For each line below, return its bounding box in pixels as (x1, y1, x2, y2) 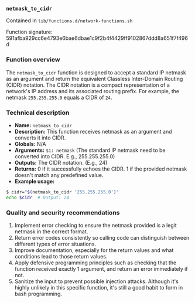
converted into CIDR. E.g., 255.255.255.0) (14, 152, 115, 160)
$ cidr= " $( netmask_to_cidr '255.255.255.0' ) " (6, 189, 119, 195)
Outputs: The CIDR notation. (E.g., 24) (14, 159, 108, 166)
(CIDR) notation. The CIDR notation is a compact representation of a (6, 81, 170, 88)
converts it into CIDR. (14, 134, 66, 141)
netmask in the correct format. (14, 228, 88, 235)
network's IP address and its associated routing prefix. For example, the (6, 87, 180, 94)
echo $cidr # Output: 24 (6, 195, 69, 200)
